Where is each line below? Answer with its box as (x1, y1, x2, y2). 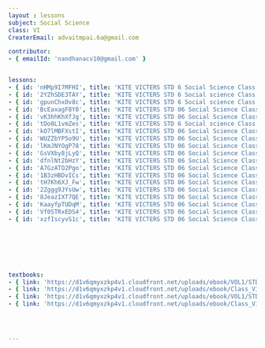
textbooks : (8, 271, 44, 279)
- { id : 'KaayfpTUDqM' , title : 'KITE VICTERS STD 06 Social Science (8, 201, 238, 209)
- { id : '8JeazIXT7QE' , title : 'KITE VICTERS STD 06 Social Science (8, 194, 238, 202)
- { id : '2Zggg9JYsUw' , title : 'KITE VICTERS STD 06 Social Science (8, 186, 238, 194)
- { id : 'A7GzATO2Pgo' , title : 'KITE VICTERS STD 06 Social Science (8, 164, 238, 172)
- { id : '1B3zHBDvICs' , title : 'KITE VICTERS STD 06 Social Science (8, 171, 238, 180)
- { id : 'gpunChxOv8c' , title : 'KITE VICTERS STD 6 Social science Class (8, 98, 256, 106)
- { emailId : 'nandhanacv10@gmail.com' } (8, 55, 147, 63)
